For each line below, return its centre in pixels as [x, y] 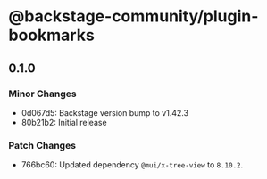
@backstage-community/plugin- [133, 16]
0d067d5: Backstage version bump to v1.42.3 [105, 112]
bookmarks [51, 35]
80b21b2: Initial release [64, 122]
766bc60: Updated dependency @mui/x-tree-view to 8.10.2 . [132, 165]
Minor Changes [42, 94]
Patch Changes [42, 145]
